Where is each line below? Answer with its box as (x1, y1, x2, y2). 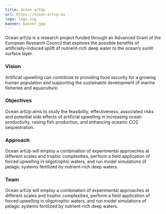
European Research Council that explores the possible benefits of (5, 40, 139, 46)
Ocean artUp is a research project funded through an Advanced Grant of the (5, 35, 161, 41)
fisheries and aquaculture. (5, 85, 58, 91)
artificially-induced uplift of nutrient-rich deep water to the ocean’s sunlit (5, 45, 154, 51)
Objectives (5, 97, 32, 104)
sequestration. (5, 124, 35, 130)
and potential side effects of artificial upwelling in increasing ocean (5, 114, 142, 120)
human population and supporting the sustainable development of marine (5, 79, 155, 85)
